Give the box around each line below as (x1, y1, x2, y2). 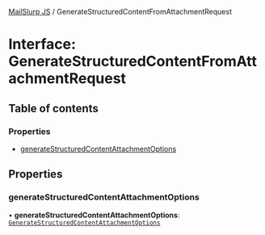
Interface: (8, 36, 77, 53)
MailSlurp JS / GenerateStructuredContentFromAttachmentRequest (8, 7, 233, 16)
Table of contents (8, 101, 99, 115)
